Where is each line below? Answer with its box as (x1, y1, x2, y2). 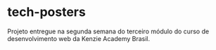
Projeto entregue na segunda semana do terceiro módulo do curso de (7, 27, 210, 35)
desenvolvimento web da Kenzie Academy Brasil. (7, 34, 151, 42)
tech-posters (7, 4, 86, 20)
